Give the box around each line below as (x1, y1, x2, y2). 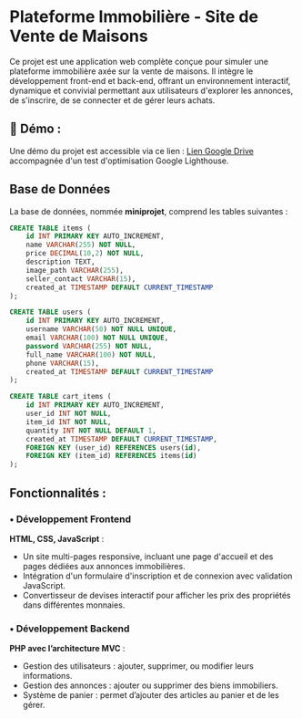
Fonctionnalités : (9, 485, 106, 501)
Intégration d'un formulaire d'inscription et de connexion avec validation (22, 570, 293, 581)
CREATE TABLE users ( (9, 307, 92, 317)
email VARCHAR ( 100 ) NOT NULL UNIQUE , (25, 333, 169, 343)
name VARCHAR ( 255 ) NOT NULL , (25, 240, 136, 250)
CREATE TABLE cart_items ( (9, 392, 112, 401)
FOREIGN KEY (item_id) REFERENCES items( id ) (25, 452, 197, 461)
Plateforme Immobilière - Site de (9, 6, 259, 27)
